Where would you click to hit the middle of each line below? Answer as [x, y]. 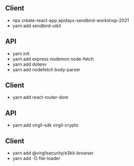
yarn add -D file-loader [36, 158]
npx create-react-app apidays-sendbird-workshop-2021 [71, 20]
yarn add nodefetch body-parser [46, 69]
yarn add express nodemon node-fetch [53, 59]
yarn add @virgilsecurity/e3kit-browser [53, 153]
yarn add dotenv [29, 64]
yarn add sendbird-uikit [37, 26]
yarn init [21, 53]
